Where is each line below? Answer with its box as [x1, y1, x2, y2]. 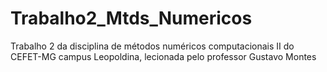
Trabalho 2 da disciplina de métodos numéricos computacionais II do [10, 40, 295, 52]
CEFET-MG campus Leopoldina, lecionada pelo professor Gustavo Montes [10, 50, 317, 62]
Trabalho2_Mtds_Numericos [10, 7, 253, 30]
